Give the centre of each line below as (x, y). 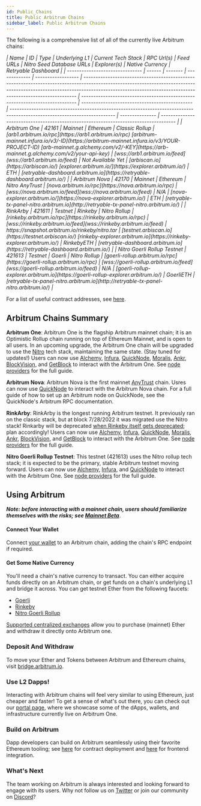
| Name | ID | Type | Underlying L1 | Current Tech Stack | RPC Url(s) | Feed (98, 58)
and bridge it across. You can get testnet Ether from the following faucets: (97, 589)
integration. (20, 755)
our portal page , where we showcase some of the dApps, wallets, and (93, 708)
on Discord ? (21, 796)
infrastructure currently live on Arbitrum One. (62, 714)
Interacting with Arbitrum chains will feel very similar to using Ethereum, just (100, 695)
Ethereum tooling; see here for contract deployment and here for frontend (97, 749)
